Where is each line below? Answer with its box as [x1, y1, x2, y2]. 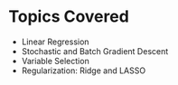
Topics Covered [8, 6, 130, 27]
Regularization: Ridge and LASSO [21, 65, 146, 76]
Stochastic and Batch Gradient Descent [21, 45, 169, 56]
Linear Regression [21, 36, 89, 47]
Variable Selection [21, 55, 89, 66]
